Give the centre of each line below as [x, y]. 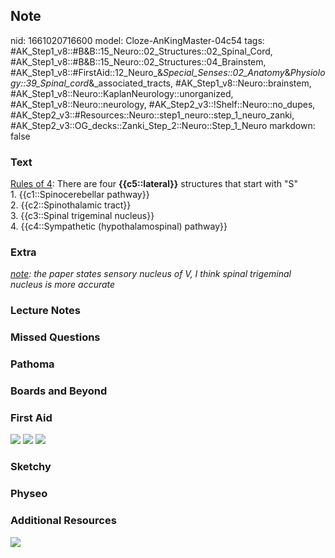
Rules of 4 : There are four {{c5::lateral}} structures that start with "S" [154, 184]
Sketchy [31, 467]
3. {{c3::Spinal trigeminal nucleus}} [82, 216]
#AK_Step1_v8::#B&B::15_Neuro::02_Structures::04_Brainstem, [138, 61]
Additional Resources [63, 521]
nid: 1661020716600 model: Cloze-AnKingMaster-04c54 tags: [137, 40]
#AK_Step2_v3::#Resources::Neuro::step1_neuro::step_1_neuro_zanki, [152, 115]
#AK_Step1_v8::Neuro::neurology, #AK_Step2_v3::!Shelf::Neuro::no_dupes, [163, 104]
